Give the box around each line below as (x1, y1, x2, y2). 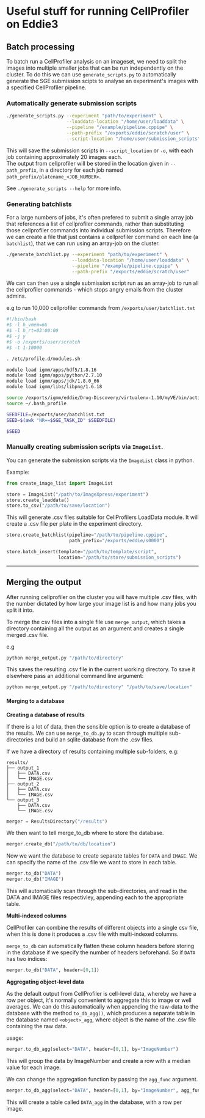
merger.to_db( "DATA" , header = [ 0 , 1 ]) (6, 967, 99, 973)
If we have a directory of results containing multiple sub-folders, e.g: (6, 748, 179, 755)
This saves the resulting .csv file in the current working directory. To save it (6, 666, 195, 673)
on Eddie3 (6, 17, 59, 31)
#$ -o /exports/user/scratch (6, 339, 81, 345)
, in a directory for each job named (36, 166, 123, 174)
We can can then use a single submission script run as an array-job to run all (6, 279, 199, 287)
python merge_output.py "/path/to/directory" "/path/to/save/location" (6, 684, 192, 690)
